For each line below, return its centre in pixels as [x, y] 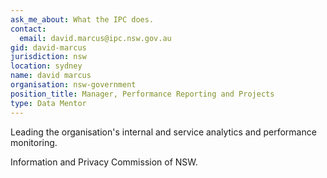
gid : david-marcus [48, 47]
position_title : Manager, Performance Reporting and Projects [142, 94]
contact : [28, 29]
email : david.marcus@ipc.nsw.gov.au [95, 38]
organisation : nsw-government [73, 85]
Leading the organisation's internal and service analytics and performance [163, 132]
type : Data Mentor [48, 103]
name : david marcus [51, 76]
